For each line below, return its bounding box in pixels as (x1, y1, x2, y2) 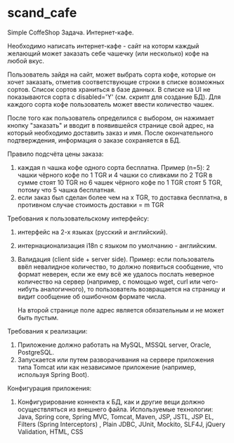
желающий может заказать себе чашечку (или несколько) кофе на (7, 49, 209, 58)
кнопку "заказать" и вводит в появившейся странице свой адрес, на (7, 121, 214, 129)
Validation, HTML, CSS (17, 427, 84, 436)
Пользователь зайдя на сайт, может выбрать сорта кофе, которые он (7, 70, 216, 79)
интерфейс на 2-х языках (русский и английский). (17, 227, 168, 236)
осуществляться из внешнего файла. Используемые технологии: (17, 405, 213, 414)
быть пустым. (17, 313, 59, 322)
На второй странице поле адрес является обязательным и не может (17, 305, 225, 314)
